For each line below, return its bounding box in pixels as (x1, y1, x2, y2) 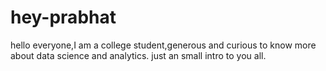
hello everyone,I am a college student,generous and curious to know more (10, 39, 317, 51)
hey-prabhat (10, 6, 117, 29)
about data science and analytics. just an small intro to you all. (10, 49, 267, 61)
